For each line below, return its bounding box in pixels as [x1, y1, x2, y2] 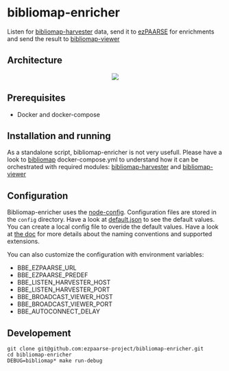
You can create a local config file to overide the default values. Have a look [7, 222, 219, 231]
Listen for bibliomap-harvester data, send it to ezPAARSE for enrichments [7, 27, 215, 36]
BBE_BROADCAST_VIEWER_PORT [16, 300, 113, 309]
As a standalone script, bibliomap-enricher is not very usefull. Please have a [7, 149, 223, 157]
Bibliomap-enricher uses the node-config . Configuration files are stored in [7, 208, 217, 216]
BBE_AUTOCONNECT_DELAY [16, 307, 101, 316]
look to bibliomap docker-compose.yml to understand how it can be [7, 155, 199, 164]
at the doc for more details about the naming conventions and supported [7, 230, 213, 238]
